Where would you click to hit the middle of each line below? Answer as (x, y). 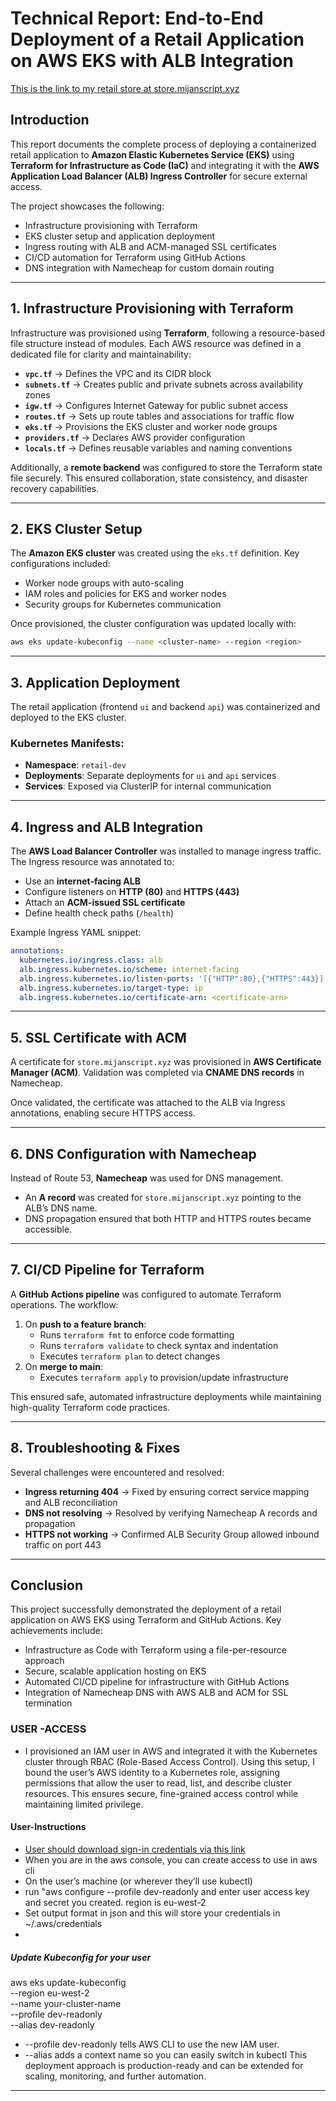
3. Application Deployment (95, 682)
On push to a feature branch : (85, 1324)
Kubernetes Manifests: (67, 743)
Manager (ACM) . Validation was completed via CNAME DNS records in (157, 1073)
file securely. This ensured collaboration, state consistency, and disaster (159, 478)
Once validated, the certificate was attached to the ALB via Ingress (148, 1103)
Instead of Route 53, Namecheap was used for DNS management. (147, 1178)
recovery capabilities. (55, 488)
